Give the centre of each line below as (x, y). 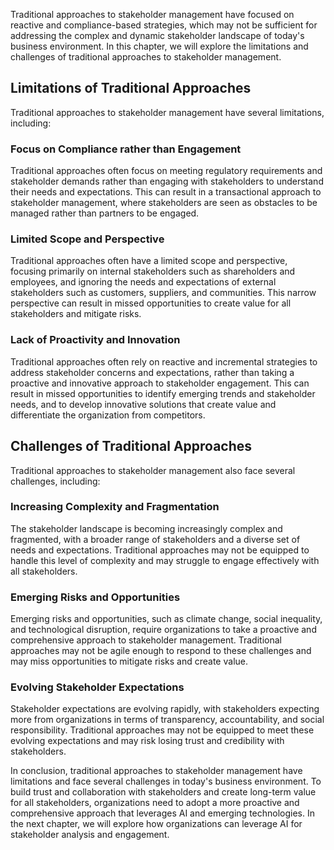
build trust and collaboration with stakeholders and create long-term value (163, 792)
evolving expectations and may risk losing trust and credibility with (147, 741)
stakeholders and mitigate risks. (76, 314)
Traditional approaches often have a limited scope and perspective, (149, 261)
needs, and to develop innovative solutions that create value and (143, 404)
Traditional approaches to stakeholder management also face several (153, 470)
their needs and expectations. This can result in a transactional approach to (166, 192)
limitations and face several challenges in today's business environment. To (166, 781)
